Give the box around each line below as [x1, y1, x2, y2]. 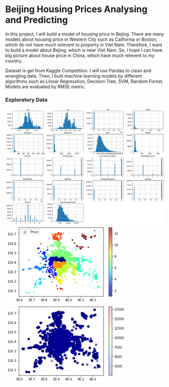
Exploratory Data [5, 96, 48, 103]
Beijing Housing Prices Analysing [5, 4, 148, 15]
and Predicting [5, 14, 68, 26]
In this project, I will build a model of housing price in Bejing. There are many [5, 31, 164, 37]
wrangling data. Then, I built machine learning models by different [5, 73, 142, 79]
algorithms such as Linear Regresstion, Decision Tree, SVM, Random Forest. [5, 78, 164, 84]
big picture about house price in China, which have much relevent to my [5, 52, 155, 59]
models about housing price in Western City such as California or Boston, [5, 36, 158, 42]
